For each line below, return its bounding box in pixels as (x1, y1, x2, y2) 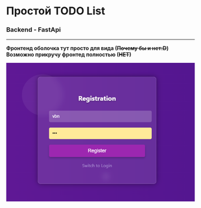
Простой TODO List (6, 4, 106, 18)
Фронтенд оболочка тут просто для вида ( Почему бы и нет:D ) (6, 45, 169, 52)
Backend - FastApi (6, 26, 61, 34)
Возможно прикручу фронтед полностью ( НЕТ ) (6, 51, 132, 58)
